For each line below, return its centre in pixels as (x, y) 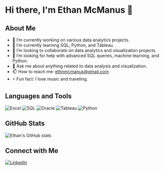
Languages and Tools (38, 96)
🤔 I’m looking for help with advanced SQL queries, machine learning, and (86, 56)
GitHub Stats (25, 124)
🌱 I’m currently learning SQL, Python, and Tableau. (63, 45)
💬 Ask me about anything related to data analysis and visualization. (80, 66)
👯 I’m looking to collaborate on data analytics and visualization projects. (84, 50)
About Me (20, 28)
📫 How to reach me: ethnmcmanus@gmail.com (60, 71)
